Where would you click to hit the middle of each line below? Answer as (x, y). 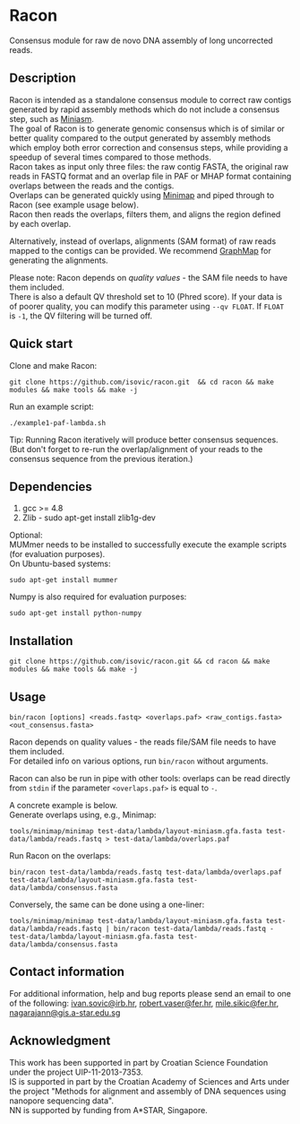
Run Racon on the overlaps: (60, 856)
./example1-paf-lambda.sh (57, 423)
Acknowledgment (60, 1041)
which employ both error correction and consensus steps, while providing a (149, 147)
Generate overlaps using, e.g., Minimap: (83, 815)
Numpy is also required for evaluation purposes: (98, 597)
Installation (41, 641)
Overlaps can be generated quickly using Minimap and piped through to (142, 195)
